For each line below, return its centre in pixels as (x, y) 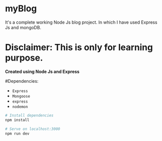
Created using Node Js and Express (42, 71)
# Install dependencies (29, 115)
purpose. (24, 58)
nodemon (20, 106)
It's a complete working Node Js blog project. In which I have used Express (81, 22)
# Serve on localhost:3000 (33, 129)
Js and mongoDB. (23, 27)
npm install (17, 120)
